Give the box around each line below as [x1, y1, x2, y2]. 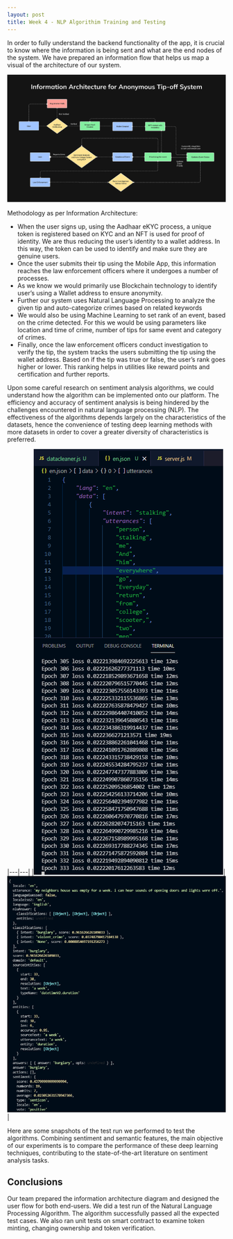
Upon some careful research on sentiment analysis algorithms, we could [7, 383, 214, 392]
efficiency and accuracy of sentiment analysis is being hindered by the [7, 398, 209, 407]
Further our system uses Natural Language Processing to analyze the [17, 296, 216, 304]
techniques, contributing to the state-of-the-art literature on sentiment [7, 1149, 208, 1157]
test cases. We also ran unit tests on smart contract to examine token [7, 1217, 205, 1225]
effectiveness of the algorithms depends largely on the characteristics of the [7, 413, 226, 421]
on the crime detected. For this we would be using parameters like [17, 318, 207, 327]
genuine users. [17, 252, 60, 260]
